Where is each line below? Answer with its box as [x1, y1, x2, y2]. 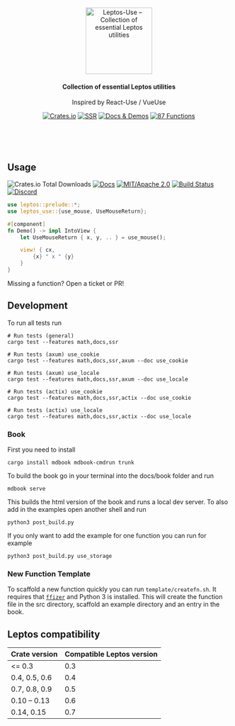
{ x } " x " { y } [33, 253, 74, 260]
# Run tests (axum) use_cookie [7, 351, 100, 358]
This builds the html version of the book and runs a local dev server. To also [7, 498, 229, 506]
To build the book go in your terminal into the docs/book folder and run [7, 471, 214, 480]
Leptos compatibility [7, 628, 101, 640]
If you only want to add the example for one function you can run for [7, 532, 207, 540]
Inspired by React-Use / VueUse [71, 98, 166, 106]
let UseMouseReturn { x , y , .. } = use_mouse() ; [20, 234, 166, 241]
